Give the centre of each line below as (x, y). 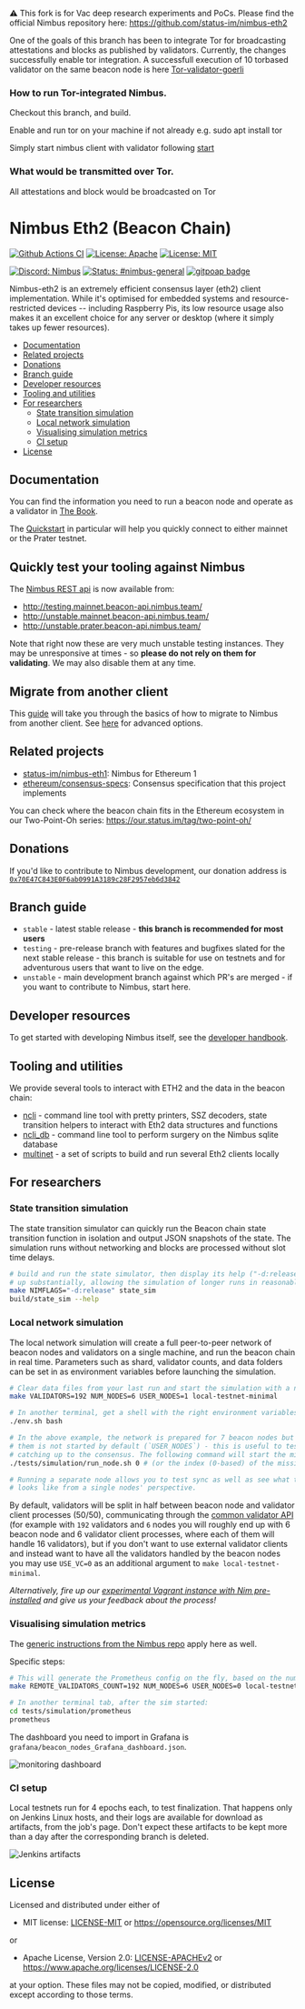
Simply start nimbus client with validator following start (112, 148)
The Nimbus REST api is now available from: (92, 589)
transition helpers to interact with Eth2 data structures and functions (150, 1125)
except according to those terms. (71, 1994)
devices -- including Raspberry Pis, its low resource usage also (166, 307)
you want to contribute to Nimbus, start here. (107, 987)
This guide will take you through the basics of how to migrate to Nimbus (144, 713)
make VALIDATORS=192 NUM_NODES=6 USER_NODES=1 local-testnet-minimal (144, 1396)
